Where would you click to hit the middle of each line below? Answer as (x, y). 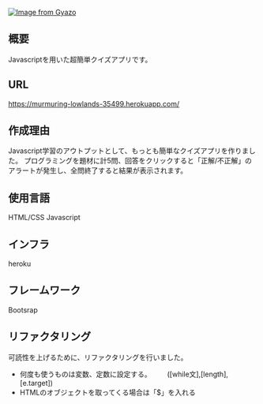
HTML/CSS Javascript (44, 218)
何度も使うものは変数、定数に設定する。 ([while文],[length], (124, 374)
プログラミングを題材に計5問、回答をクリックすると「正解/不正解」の (138, 161)
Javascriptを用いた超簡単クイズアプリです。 (80, 59)
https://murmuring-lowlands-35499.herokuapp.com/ (94, 103)
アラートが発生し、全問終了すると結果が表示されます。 (98, 170)
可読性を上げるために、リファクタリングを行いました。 (98, 357)
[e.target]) (36, 383)
